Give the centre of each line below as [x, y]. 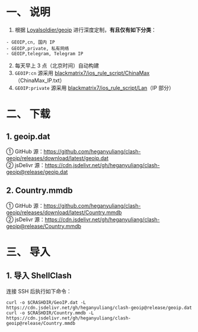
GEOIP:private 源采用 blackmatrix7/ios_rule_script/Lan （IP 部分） [94, 87]
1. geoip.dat [28, 137]
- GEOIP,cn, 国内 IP [31, 42]
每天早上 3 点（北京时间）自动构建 [57, 65]
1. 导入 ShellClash [39, 276]
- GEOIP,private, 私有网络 [38, 48]
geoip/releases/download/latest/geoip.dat [57, 158]
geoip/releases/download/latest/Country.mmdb [64, 212]
